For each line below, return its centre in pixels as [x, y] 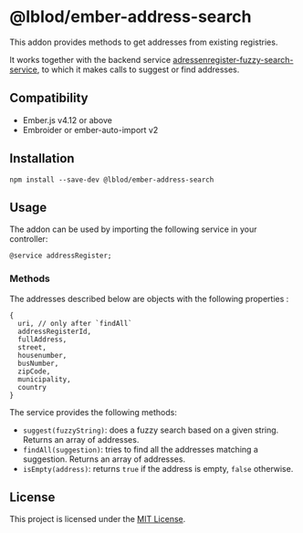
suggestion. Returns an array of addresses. [104, 459]
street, [32, 347]
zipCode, [34, 371]
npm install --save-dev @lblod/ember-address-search [112, 180]
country [32, 387]
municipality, [44, 379]
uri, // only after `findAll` [75, 323]
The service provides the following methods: [94, 412]
